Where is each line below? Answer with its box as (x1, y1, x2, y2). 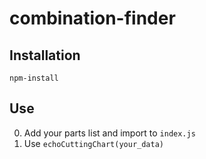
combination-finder (9, 7, 176, 30)
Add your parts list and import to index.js (23, 127, 196, 139)
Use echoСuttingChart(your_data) (23, 137, 165, 149)
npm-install (9, 73, 59, 83)
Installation (9, 47, 81, 64)
